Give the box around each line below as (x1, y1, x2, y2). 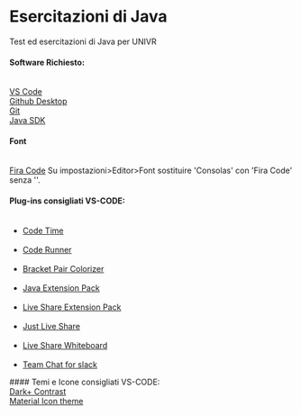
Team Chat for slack (22, 358, 97, 370)
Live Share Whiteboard (22, 339, 108, 350)
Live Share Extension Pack (22, 302, 122, 312)
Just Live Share (22, 320, 81, 331)
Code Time (22, 225, 64, 236)
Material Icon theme (9, 395, 84, 406)
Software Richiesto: (9, 57, 86, 68)
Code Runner (22, 244, 72, 255)
